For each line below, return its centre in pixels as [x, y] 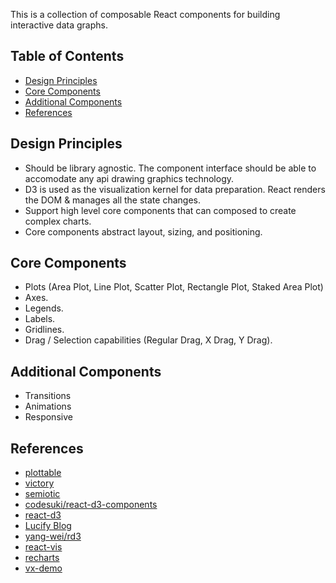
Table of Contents [67, 56]
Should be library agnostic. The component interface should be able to [170, 168]
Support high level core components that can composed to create [160, 210]
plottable [43, 473]
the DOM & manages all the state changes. [112, 200]
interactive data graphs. [59, 25]
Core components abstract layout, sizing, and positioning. [143, 231]
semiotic [42, 494]
